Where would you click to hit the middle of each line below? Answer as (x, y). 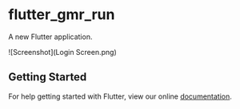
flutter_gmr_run (62, 15)
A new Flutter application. (50, 37)
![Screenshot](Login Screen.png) (63, 52)
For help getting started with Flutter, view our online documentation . (120, 96)
